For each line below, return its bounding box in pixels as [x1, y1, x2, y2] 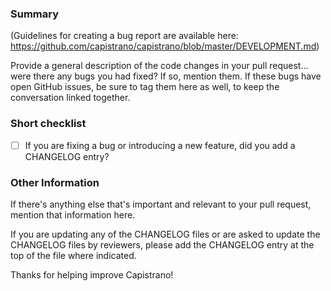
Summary [10, 7, 60, 21]
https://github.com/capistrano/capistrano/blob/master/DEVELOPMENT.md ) [10, 40, 320, 52]
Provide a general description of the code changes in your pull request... [10, 60, 309, 72]
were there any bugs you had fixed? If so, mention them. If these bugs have [10, 70, 322, 82]
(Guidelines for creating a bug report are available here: [10, 30, 239, 42]
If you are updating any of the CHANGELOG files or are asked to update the [10, 228, 321, 240]
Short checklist [10, 117, 87, 131]
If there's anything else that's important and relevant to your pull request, [10, 198, 312, 210]
